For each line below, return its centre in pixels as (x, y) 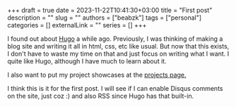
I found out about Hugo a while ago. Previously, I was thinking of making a (115, 39)
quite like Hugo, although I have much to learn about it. (87, 61)
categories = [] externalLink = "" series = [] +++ (77, 25)
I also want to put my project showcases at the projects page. (97, 75)
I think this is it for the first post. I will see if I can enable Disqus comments (115, 88)
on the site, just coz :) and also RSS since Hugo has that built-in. (101, 96)
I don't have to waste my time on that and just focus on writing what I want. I (118, 53)
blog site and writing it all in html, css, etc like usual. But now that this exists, (118, 46)
